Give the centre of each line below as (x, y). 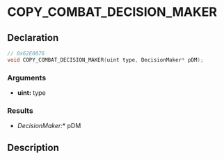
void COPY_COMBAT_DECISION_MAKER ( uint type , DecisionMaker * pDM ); (105, 60)
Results (20, 110)
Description (33, 147)
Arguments (27, 78)
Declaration (33, 38)
